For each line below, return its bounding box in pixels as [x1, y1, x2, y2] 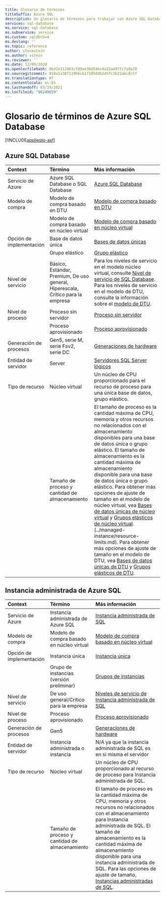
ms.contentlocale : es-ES [5, 80, 56, 85]
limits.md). [94, 539, 118, 546]
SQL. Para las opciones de [95, 865, 156, 872]
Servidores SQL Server [94, 357, 147, 364]
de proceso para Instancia [95, 771, 156, 778]
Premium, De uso [49, 273, 89, 280]
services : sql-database [5, 21, 54, 26]
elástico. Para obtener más [94, 484, 156, 491]
